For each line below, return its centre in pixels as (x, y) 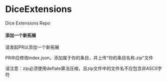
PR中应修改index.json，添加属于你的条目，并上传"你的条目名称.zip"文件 (79, 58)
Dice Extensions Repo (28, 23)
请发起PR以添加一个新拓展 (32, 47)
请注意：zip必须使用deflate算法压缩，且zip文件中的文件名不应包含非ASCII (81, 68)
